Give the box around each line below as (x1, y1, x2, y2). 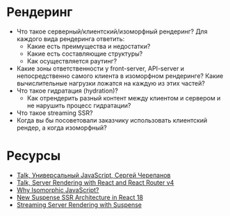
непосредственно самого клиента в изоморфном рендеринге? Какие (16, 71, 224, 80)
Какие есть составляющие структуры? (26, 49, 143, 58)
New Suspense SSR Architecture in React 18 (16, 193, 144, 201)
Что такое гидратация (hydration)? (16, 86, 119, 95)
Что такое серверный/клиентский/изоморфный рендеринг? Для (16, 27, 208, 36)
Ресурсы (6, 148, 61, 164)
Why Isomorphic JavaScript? (16, 185, 99, 194)
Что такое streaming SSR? (16, 109, 93, 117)
